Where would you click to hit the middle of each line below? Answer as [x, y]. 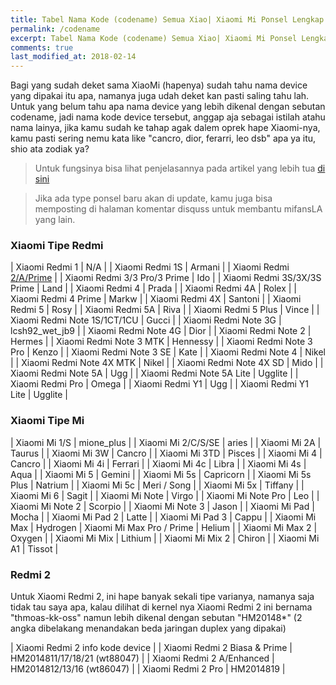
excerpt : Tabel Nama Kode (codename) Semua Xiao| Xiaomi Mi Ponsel [154, 38]
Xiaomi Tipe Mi [47, 421]
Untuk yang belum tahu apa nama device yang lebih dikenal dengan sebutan [168, 107]
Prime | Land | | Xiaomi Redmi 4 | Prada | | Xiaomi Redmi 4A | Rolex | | [153, 288]
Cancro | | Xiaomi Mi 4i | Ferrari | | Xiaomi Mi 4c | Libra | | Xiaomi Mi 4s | [158, 463]
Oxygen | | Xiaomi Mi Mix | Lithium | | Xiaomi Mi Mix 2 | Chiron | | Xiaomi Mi [165, 538]
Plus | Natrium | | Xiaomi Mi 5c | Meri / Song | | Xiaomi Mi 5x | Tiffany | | [157, 485]
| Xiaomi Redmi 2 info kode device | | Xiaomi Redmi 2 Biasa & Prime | [151, 648]
